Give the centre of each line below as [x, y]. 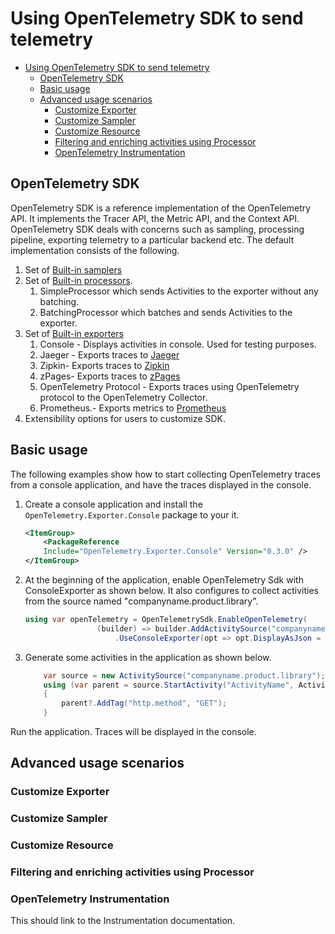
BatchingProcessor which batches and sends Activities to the [166, 312]
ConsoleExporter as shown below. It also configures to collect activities [172, 591]
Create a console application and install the [113, 504]
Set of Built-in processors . [78, 280]
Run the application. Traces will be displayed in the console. [133, 732]
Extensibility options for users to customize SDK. [125, 418]
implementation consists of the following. [95, 250]
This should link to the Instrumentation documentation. [123, 921]
